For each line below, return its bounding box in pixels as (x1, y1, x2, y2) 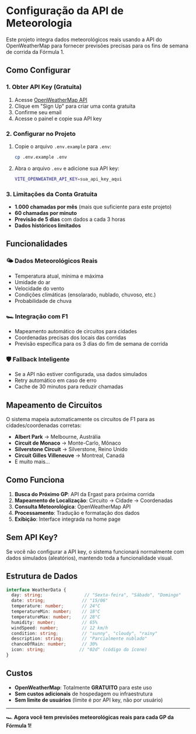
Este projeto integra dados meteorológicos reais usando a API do (6, 36, 162, 43)
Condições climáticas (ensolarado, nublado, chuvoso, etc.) (14, 291, 156, 298)
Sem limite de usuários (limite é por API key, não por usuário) (14, 696, 163, 704)
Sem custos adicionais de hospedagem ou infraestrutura (14, 690, 153, 697)
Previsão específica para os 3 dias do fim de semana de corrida (14, 340, 168, 347)
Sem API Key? (6, 532, 58, 542)
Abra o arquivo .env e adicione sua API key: (14, 165, 120, 172)
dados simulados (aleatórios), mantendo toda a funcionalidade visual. (6, 554, 173, 561)
